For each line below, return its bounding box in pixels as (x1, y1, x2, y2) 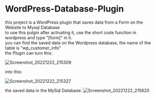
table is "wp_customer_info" (5, 45, 62, 51)
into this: (5, 69, 23, 74)
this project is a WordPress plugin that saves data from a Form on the (5, 19, 143, 25)
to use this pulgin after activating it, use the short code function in (5, 29, 137, 35)
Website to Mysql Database (5, 24, 60, 30)
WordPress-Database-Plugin (5, 3, 124, 14)
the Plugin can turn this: (5, 50, 53, 56)
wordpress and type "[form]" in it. (5, 35, 73, 41)
